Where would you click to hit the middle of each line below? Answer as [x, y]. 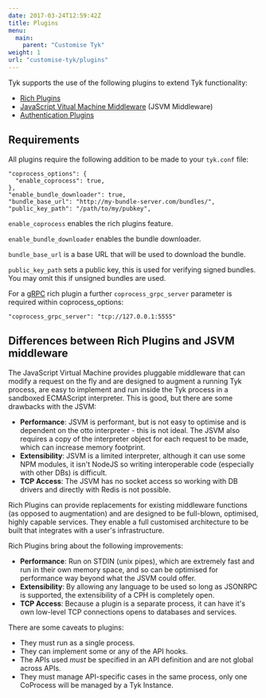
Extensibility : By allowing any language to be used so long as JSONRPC [139, 587]
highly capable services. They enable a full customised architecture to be [129, 521]
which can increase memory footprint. [82, 447]
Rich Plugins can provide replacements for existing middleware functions [128, 505]
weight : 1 [25, 53]
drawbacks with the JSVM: [53, 406]
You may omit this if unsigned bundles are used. [87, 278]
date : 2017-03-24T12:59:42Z [55, 16]
